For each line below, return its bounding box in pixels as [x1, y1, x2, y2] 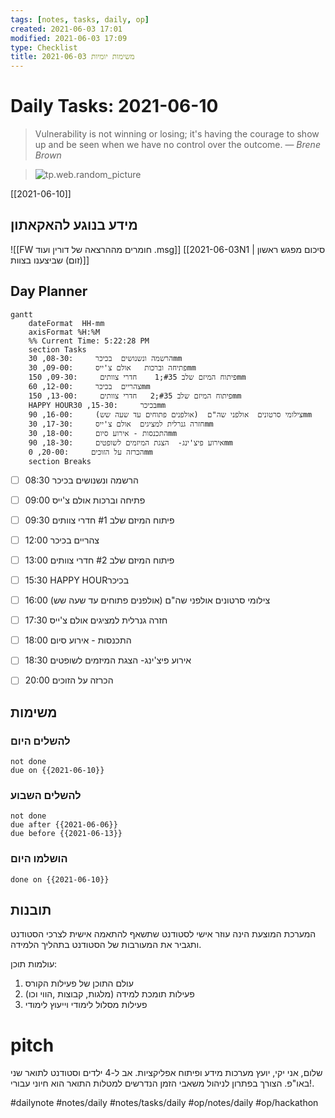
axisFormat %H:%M [28, 327, 101, 337]
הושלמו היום [10, 852, 68, 866]
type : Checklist [10, 42, 78, 53]
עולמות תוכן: [10, 958, 58, 970]
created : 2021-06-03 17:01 [10, 24, 123, 34]
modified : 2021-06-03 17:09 [10, 33, 128, 43]
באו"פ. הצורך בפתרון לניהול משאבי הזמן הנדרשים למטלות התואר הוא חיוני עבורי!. [10, 1077, 315, 1090]
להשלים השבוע [10, 788, 82, 802]
